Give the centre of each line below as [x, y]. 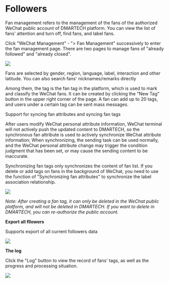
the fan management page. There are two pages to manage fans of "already [85, 48]
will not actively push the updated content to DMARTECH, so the [73, 129]
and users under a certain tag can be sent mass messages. [67, 104]
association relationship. [31, 182]
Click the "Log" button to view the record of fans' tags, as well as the [77, 260]
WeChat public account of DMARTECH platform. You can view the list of [80, 28]
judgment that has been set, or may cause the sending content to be [77, 151]
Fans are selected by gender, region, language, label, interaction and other [83, 73]
